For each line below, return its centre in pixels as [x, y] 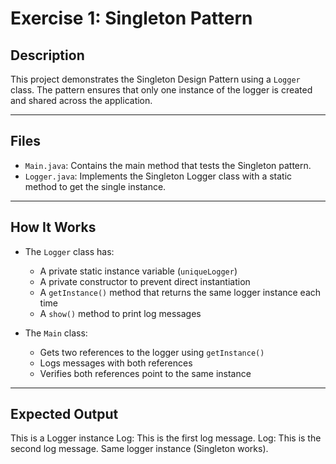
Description [47, 55]
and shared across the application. [81, 100]
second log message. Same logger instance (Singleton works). [139, 449]
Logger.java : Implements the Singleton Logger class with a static [158, 176]
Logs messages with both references [116, 363]
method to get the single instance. [95, 186]
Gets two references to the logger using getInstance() [152, 352]
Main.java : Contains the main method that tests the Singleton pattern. [168, 165]
